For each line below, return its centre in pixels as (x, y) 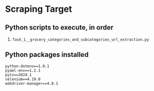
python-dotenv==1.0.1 (27, 66)
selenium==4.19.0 (23, 79)
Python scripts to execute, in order (59, 27)
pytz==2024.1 (18, 75)
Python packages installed (47, 55)
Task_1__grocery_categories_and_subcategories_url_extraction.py (80, 40)
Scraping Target (39, 9)
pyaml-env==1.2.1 (23, 70)
